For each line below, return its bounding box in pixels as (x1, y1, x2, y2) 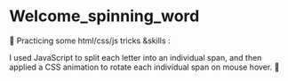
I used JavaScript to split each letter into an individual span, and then (9, 52, 262, 63)
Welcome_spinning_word (9, 6, 200, 26)
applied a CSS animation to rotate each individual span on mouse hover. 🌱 (9, 62, 280, 72)
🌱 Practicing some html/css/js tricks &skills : (9, 35, 171, 46)
